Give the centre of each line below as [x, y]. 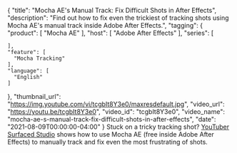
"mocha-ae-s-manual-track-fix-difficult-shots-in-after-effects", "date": [112, 119]
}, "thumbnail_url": [34, 96]
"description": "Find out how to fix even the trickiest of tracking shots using [118, 18]
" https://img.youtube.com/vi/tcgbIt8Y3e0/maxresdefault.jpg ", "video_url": [116, 104]
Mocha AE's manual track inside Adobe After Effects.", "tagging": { [105, 25]
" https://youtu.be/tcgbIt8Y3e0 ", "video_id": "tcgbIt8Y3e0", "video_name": [116, 112]
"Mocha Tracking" [40, 58]
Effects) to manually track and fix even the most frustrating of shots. [108, 142]
